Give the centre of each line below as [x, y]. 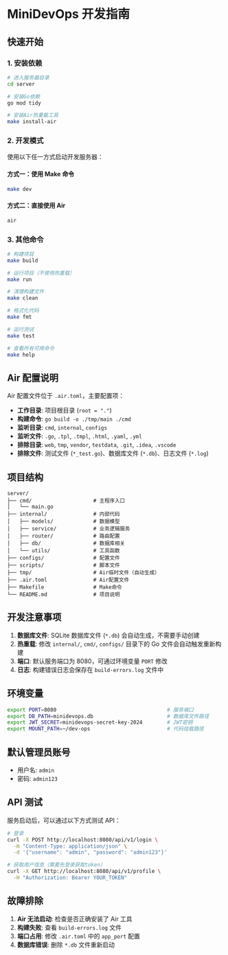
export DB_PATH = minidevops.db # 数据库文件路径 [108, 716]
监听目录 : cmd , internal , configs [62, 428]
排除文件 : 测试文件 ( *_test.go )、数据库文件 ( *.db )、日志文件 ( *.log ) [113, 453]
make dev [20, 189]
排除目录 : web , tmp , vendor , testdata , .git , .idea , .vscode [96, 445]
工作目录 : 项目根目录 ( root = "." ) [64, 410]
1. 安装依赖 [25, 63]
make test [21, 336]
